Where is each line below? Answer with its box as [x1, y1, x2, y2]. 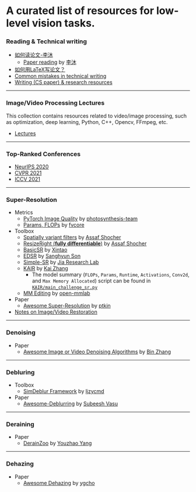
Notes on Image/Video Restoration [14, 308, 98, 315]
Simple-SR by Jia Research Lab [23, 259, 99, 266]
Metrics [14, 209, 33, 216]
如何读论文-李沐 [14, 51, 54, 59]
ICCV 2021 [14, 176, 41, 183]
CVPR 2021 [14, 170, 42, 177]
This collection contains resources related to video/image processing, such [6, 112, 187, 119]
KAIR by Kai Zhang [23, 265, 68, 272]
